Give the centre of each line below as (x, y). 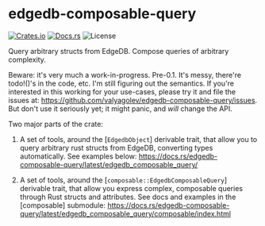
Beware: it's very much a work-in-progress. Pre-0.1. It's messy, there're (125, 75)
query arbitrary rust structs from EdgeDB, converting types (116, 147)
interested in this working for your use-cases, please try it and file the (122, 91)
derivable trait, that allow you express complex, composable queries (131, 188)
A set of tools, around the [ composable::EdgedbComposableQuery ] (123, 180)
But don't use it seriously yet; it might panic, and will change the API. (120, 109)
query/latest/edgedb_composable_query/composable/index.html (125, 213)
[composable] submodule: (62, 205)
